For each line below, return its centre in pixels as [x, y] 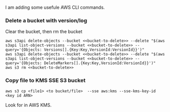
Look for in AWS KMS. [29, 105]
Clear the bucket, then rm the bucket [44, 32]
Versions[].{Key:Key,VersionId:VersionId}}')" [94, 50]
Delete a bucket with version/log [46, 20]
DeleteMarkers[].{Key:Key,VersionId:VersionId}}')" [100, 63]
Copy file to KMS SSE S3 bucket [45, 80]
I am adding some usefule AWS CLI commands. [55, 7]
